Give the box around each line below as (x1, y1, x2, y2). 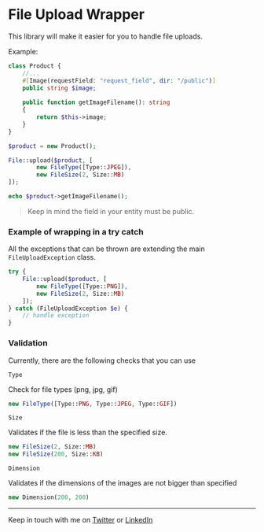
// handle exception (22, 312, 90, 320)
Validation (8, 338, 49, 349)
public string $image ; (22, 84, 97, 92)
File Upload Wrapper (8, 6, 145, 24)
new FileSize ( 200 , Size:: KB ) (8, 450, 104, 458)
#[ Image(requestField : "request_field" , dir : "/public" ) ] (22, 76, 216, 84)
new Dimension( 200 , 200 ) (8, 493, 90, 501)
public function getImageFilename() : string (22, 98, 170, 107)
